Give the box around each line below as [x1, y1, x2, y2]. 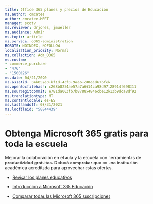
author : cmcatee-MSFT [5, 16, 49, 21]
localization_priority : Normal [5, 48, 69, 53]
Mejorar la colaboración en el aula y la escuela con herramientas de [5, 154, 142, 160]
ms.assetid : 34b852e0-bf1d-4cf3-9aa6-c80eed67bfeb [5, 80, 110, 84]
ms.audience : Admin [5, 30, 45, 35]
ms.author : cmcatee [5, 12, 45, 17]
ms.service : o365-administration [5, 39, 73, 44]
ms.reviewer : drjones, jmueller [5, 25, 71, 30]
